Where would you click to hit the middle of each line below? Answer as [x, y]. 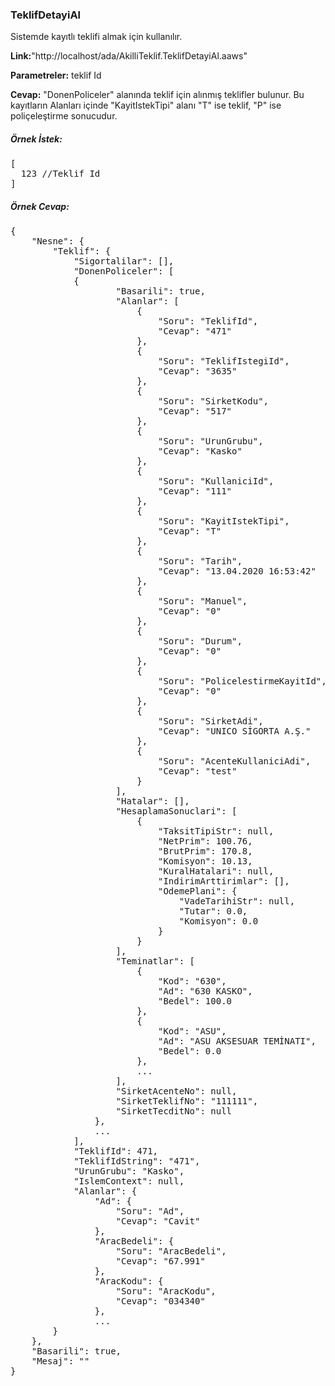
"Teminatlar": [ [155, 961]
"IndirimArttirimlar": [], [224, 881]
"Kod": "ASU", [192, 1031]
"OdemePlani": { [198, 891]
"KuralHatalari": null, [216, 871]
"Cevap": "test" [198, 771]
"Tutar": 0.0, [213, 911]
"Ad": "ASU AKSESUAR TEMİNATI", [237, 1041]
